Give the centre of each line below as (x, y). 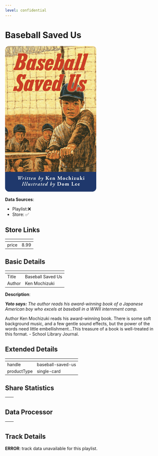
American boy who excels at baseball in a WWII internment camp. (71, 309)
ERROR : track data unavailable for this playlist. (51, 448)
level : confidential (26, 10)
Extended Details (32, 349)
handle (14, 364)
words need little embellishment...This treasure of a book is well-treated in (79, 329)
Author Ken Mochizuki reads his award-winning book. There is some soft (78, 318)
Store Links (23, 230)
